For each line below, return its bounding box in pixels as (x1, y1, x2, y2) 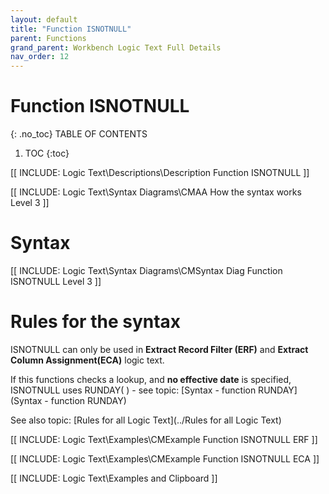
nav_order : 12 (10, 52, 70, 62)
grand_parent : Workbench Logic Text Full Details (10, 42, 222, 53)
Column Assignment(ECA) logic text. (10, 354, 165, 366)
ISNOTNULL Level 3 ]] (10, 276, 102, 287)
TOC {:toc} (24, 147, 70, 160)
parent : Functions (10, 33, 87, 43)
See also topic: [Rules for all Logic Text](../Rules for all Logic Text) (10, 414, 282, 426)
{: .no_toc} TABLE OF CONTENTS (10, 128, 148, 140)
